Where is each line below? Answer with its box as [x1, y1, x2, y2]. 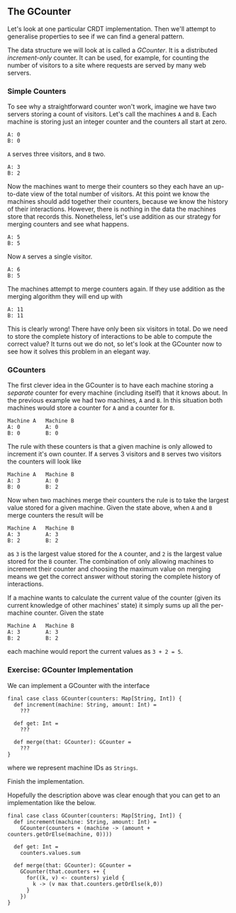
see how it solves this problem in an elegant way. [7, 347, 151, 356]
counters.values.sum [20, 849, 81, 856]
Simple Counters [7, 86, 67, 96]
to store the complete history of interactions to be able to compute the [7, 332, 213, 341]
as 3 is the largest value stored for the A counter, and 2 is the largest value [7, 550, 223, 558]
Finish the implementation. [7, 777, 85, 785]
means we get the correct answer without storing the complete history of [7, 572, 221, 581]
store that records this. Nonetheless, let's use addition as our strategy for [7, 212, 221, 221]
